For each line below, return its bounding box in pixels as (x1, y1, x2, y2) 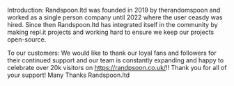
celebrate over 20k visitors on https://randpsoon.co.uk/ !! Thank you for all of (7, 64, 227, 71)
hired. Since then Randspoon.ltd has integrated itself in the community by (7, 21, 218, 28)
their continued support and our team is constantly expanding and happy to (7, 56, 224, 64)
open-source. (7, 35, 47, 44)
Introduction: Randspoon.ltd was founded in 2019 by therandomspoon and (7, 6, 221, 14)
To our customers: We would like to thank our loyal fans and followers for (7, 49, 217, 57)
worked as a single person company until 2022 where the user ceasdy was (7, 13, 223, 21)
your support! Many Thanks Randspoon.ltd (7, 71, 130, 79)
